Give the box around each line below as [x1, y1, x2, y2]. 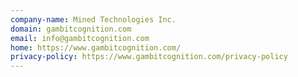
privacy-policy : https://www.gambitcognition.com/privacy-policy [10, 52, 288, 62]
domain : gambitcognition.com [10, 24, 132, 34]
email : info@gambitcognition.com [10, 33, 150, 43]
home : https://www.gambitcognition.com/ [10, 42, 182, 53]
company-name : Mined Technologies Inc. [10, 14, 177, 25]
